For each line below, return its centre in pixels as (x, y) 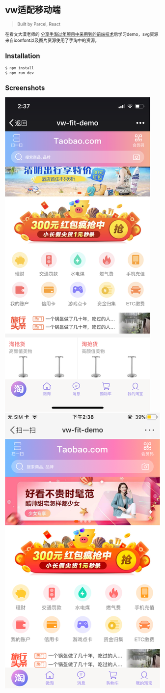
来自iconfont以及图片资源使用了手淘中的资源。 (52, 40)
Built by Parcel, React (39, 24)
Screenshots (25, 88)
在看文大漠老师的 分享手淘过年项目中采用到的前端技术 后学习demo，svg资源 (82, 34)
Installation (23, 56)
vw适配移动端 (33, 10)
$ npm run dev (20, 73)
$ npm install (20, 68)
